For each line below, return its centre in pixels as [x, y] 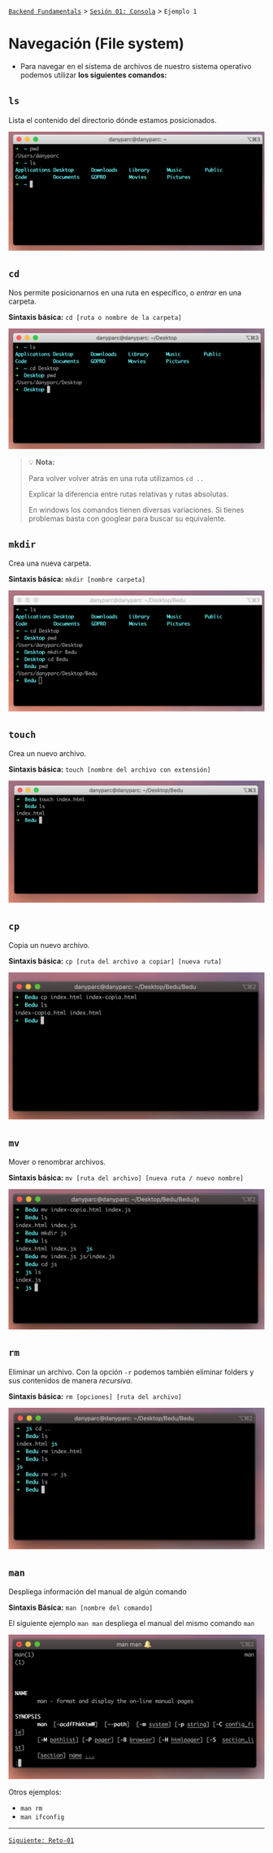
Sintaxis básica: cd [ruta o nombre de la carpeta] [95, 317]
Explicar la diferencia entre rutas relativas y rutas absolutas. [128, 494]
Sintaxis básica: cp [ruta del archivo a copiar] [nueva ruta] [115, 961]
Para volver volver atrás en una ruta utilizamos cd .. [116, 478]
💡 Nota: [41, 461]
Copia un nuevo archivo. [49, 945]
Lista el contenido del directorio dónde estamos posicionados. [113, 120]
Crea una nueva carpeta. [50, 563]
